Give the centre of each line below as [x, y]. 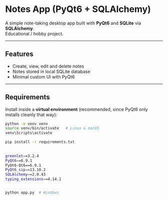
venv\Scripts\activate [29, 133]
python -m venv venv [27, 123]
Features [19, 54]
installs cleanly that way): [31, 114]
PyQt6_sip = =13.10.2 [25, 170]
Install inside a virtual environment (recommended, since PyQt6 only [77, 109]
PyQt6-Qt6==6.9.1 [23, 165]
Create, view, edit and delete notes [48, 66]
